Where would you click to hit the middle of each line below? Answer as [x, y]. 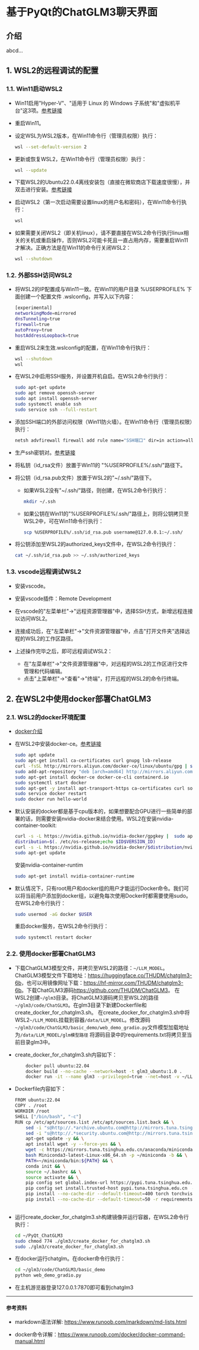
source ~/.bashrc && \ [54, 1172]
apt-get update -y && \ [55, 1139]
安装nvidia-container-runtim [49, 865]
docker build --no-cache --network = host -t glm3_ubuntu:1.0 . [104, 1071]
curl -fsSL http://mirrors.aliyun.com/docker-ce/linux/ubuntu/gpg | [101, 766]
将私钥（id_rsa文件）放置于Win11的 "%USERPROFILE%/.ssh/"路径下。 [100, 465]
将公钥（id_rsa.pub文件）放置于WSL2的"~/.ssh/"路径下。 [85, 477]
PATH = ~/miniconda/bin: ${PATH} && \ [70, 1161]
